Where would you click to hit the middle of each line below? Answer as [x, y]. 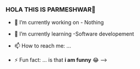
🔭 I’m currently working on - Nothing [59, 23]
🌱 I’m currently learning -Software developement [74, 34]
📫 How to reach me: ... [43, 46]
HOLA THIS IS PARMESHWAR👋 [51, 10]
